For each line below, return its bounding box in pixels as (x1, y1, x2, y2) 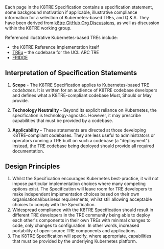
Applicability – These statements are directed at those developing (12, 127, 146, 133)
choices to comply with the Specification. (12, 201, 96, 207)
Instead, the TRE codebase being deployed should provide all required (12, 143, 154, 149)
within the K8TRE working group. (5, 25, 72, 31)
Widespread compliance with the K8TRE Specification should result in (12, 207, 153, 213)
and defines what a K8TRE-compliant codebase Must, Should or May (12, 92, 152, 98)
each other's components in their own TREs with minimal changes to (12, 217, 151, 223)
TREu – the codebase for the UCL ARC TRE (12, 49, 99, 55)
